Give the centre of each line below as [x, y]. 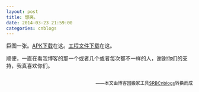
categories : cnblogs [32, 28]
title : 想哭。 [22, 17]
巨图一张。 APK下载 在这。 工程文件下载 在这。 [61, 46]
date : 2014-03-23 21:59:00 [39, 23]
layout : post [22, 12]
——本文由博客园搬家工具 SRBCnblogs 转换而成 [144, 83]
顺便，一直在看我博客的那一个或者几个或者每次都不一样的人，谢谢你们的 [94, 58]
